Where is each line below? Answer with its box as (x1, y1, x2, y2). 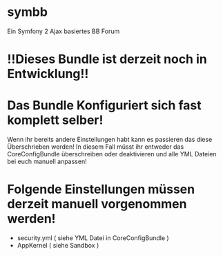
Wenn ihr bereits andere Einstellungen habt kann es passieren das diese (7, 136, 213, 144)
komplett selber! (7, 112, 104, 128)
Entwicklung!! (7, 66, 89, 82)
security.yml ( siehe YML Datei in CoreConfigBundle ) (17, 234, 169, 242)
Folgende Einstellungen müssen (7, 181, 195, 197)
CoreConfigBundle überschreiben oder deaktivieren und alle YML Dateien (7, 150, 217, 158)
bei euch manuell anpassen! (7, 157, 88, 166)
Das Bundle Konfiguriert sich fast (7, 98, 202, 113)
